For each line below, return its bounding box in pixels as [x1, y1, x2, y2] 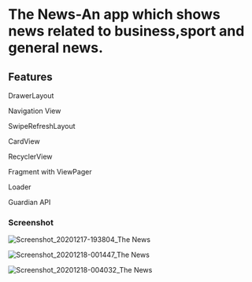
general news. [8, 39, 104, 57]
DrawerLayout [8, 91, 54, 100]
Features [8, 70, 53, 83]
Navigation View [8, 106, 61, 115]
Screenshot [8, 217, 54, 228]
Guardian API [8, 198, 51, 207]
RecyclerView [8, 152, 53, 161]
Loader [8, 182, 31, 192]
